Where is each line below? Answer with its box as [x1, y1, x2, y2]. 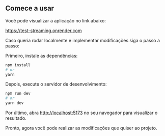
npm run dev [5, 91, 31, 96]
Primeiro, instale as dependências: [5, 52, 78, 59]
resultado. [5, 115, 26, 121]
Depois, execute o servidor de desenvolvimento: [5, 81, 107, 87]
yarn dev [5, 100, 24, 106]
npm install [5, 62, 31, 68]
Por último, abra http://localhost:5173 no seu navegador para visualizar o [5, 110, 158, 116]
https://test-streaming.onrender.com [5, 28, 82, 34]
